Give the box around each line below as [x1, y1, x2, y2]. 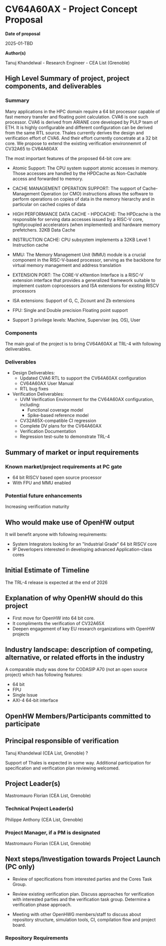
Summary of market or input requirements [5, 448, 139, 456]
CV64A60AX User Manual [19, 380, 74, 386]
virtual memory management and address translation [12, 262, 122, 268]
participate [5, 719, 40, 728]
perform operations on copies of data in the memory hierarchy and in [12, 196, 155, 202]
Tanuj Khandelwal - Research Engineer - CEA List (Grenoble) [5, 59, 130, 65]
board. [12, 921, 26, 928]
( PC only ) [5, 862, 35, 871]
